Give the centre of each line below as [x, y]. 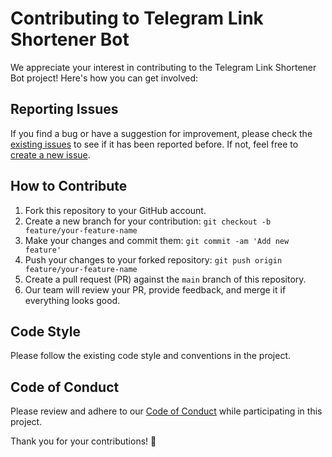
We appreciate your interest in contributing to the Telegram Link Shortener [163, 67]
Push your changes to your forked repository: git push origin [153, 259]
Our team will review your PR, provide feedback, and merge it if [155, 289]
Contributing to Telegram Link [137, 18]
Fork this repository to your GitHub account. [115, 210]
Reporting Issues [64, 109]
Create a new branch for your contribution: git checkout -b [148, 221]
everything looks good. [72, 300]
